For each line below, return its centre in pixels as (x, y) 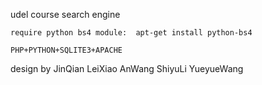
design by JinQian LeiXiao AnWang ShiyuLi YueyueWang (127, 68)
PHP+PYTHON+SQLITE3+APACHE (66, 50)
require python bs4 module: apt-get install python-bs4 (131, 33)
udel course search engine (65, 14)
